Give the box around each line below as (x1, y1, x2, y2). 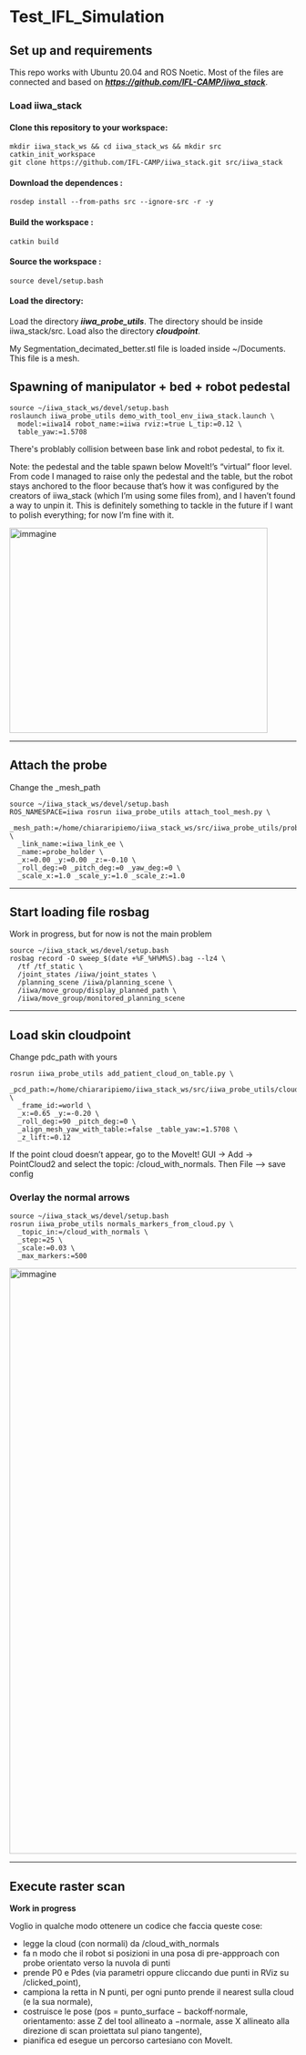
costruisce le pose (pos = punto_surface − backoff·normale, (22, 2006, 249, 2017)
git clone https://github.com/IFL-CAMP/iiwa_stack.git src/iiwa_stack (9, 158, 283, 168)
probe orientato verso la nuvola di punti (22, 1957, 171, 1968)
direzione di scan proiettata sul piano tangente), (22, 2026, 203, 2037)
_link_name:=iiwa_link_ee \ (17, 839, 125, 849)
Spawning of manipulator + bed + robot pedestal (9, 379, 291, 395)
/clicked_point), (22, 1977, 81, 1988)
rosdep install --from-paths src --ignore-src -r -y (9, 198, 214, 207)
